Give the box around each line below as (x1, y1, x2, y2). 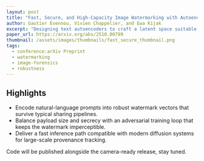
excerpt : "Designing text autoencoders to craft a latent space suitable (6, 26, 197, 32)
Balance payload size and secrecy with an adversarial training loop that (15, 117, 194, 125)
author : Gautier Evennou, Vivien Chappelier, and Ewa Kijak (6, 20, 162, 26)
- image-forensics (12, 60, 59, 66)
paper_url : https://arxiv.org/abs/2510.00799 (6, 32, 123, 38)
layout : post (6, 9, 39, 15)
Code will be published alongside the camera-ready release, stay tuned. (6, 148, 187, 156)
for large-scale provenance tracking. (15, 136, 107, 143)
